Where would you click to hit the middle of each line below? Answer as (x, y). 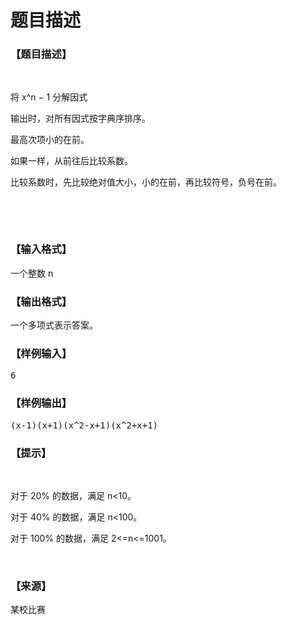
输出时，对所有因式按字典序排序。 (80, 118)
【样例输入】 (41, 353)
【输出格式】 (41, 301)
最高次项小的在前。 (50, 140)
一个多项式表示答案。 (54, 325)
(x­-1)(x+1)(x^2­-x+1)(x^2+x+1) (84, 425)
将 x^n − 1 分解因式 (49, 97)
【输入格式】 (41, 249)
